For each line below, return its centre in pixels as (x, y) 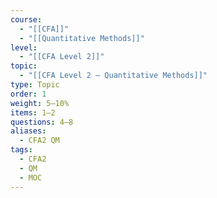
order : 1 (28, 94)
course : (26, 19)
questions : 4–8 (42, 122)
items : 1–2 (33, 112)
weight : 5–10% (40, 103)
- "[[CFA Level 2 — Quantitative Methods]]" (113, 76)
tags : (21, 150)
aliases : (28, 131)
